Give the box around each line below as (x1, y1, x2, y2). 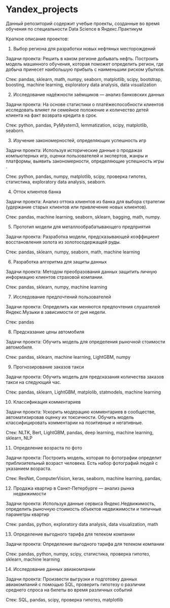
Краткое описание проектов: (6, 36, 69, 42)
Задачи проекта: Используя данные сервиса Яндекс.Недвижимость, (6, 500, 156, 507)
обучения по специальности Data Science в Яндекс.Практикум (6, 25, 143, 32)
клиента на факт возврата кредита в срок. (6, 112, 98, 118)
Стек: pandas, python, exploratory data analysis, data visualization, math (6, 521, 158, 527)
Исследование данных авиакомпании (13, 566, 95, 572)
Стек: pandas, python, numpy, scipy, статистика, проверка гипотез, (6, 550, 151, 557)
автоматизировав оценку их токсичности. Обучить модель (6, 414, 134, 420)
